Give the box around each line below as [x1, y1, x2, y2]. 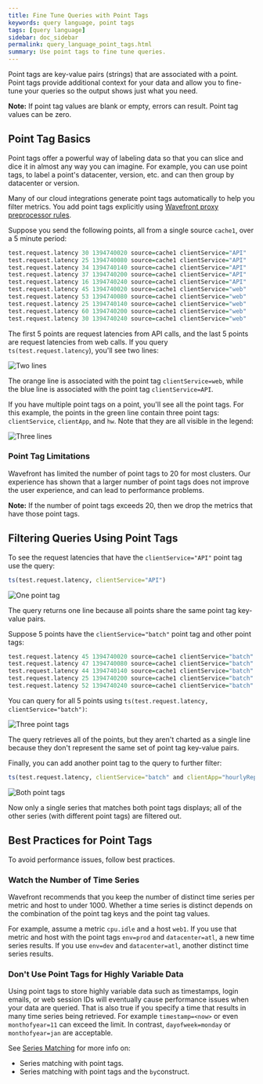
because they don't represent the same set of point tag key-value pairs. [8, 743, 240, 752]
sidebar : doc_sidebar [8, 33, 79, 42]
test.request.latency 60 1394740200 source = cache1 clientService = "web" [8, 307, 247, 315]
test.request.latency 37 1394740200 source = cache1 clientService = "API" [8, 271, 247, 279]
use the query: [8, 560, 56, 570]
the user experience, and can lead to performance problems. [8, 485, 205, 495]
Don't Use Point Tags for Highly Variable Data [8, 969, 184, 980]
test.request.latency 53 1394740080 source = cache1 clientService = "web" [8, 293, 247, 301]
